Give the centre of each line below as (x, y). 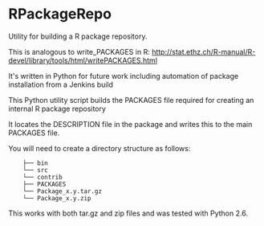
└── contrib (43, 177)
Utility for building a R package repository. (78, 36)
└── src (35, 170)
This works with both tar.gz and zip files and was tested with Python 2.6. (128, 213)
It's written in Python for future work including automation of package (124, 76)
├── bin (35, 163)
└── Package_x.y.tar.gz (63, 191)
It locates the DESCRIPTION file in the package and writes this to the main (130, 124)
